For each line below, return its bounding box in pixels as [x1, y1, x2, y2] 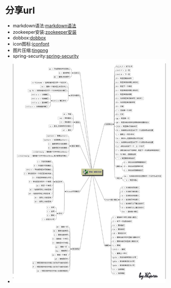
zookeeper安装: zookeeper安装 [12, 29, 77, 35]
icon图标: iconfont [12, 40, 49, 47]
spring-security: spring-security [12, 53, 79, 59]
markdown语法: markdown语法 [12, 23, 76, 29]
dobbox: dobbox [12, 34, 46, 41]
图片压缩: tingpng [12, 47, 48, 53]
